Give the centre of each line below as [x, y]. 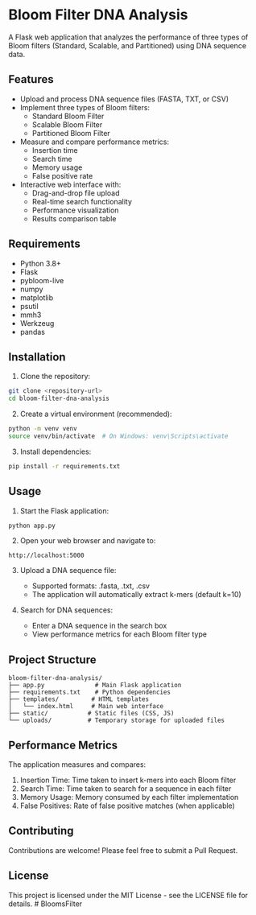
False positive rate [62, 175]
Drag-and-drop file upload [76, 193]
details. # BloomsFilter [45, 904]
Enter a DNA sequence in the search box [99, 626]
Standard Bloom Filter [68, 116]
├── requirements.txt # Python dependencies [90, 692]
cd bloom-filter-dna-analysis [59, 399]
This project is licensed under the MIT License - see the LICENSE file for [128, 895]
